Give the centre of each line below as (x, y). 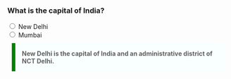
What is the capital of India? (56, 11)
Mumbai (30, 35)
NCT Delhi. (38, 61)
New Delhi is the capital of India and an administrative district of (117, 54)
